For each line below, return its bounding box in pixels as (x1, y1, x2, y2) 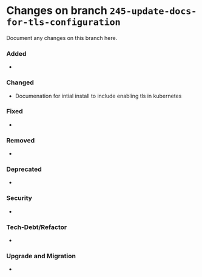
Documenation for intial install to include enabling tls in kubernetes (15, 92, 182, 99)
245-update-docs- (109, 5, 197, 17)
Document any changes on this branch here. (6, 34, 118, 41)
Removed (6, 136, 35, 144)
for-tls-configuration (6, 16, 121, 28)
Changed (6, 78, 35, 87)
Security (6, 194, 32, 202)
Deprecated (6, 165, 42, 173)
